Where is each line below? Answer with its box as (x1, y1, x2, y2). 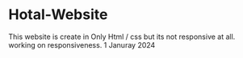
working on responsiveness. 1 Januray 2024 (8, 40, 156, 49)
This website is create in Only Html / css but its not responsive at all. (8, 32, 236, 41)
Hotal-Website (8, 6, 108, 24)
